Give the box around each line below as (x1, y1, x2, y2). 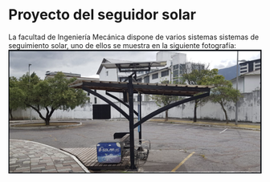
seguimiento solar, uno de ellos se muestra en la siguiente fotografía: (8, 40, 237, 50)
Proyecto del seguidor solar (8, 6, 197, 24)
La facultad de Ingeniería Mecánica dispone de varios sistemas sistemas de (8, 32, 260, 42)
